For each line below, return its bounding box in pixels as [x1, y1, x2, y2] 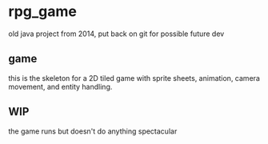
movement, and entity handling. [8, 82, 113, 91]
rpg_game [8, 2, 78, 21]
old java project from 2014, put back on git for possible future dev [8, 29, 225, 38]
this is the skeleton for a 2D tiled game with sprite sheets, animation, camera [8, 73, 260, 82]
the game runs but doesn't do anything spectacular [8, 126, 178, 136]
